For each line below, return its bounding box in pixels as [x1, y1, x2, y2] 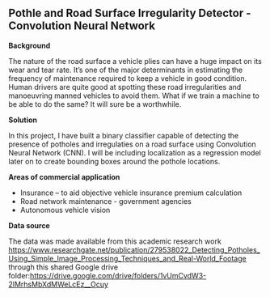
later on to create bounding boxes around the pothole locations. [8, 156, 221, 166]
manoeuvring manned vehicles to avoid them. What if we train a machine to [8, 91, 260, 100]
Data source [8, 220, 50, 230]
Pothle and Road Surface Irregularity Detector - [8, 6, 251, 20]
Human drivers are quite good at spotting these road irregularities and [8, 82, 242, 91]
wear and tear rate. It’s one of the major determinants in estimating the [8, 65, 243, 74]
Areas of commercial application [8, 172, 120, 181]
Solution [8, 115, 38, 125]
